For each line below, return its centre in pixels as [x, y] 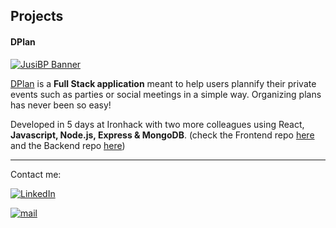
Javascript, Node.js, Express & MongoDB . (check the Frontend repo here [162, 135]
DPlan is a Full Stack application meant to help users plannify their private [163, 83]
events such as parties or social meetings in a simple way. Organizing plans [166, 94]
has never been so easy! [61, 105]
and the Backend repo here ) [68, 145]
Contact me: [36, 174]
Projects [37, 16]
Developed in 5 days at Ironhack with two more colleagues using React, [157, 124]
